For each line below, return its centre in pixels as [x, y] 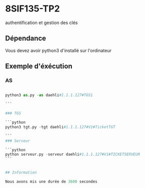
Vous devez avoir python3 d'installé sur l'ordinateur [58, 50]
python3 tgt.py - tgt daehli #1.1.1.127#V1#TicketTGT [60, 127]
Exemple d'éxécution [39, 66]
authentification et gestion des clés [41, 23]
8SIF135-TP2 [33, 9]
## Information [21, 173]
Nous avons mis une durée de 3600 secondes [51, 182]
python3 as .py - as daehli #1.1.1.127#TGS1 [49, 95]
